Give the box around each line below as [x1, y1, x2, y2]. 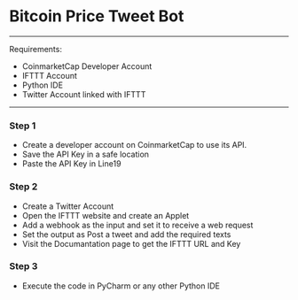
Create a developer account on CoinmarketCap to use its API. [21, 140, 247, 150]
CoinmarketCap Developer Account [21, 60, 153, 72]
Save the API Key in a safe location [21, 149, 149, 160]
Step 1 [9, 119, 36, 132]
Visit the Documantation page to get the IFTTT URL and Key [21, 238, 241, 249]
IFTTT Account [21, 70, 78, 81]
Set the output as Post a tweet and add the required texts [21, 228, 231, 240]
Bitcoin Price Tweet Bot [9, 6, 184, 27]
